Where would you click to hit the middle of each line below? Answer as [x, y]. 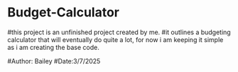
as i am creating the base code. [53, 47]
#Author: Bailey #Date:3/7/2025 [54, 61]
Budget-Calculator [63, 12]
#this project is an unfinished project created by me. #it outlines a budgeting [119, 32]
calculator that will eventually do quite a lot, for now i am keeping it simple [115, 39]
